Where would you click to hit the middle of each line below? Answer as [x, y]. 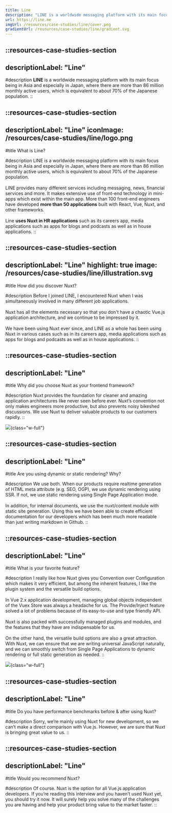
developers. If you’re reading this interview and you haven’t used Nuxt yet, [84, 793]
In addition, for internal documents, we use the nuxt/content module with [82, 506]
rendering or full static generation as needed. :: [55, 655]
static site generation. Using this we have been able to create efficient [79, 511]
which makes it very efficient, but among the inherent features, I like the [81, 584]
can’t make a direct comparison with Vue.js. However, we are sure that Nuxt [85, 727]
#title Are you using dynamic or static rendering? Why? [63, 474]
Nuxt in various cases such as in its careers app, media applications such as [86, 334]
